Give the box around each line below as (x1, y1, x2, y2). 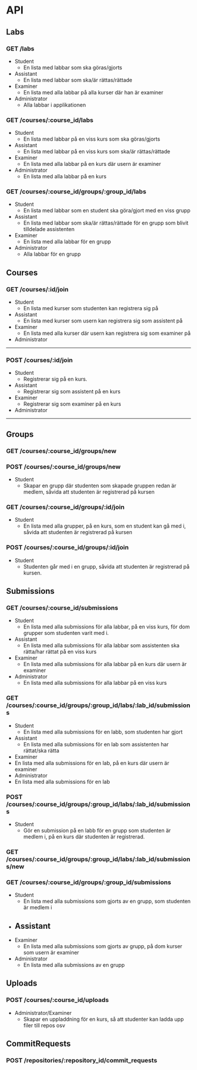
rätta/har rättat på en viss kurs (23, 648, 97, 655)
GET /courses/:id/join (6, 285, 69, 293)
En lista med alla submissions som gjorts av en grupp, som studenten (23, 898, 191, 905)
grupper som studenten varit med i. (23, 630, 109, 637)
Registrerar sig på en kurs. (23, 376, 87, 383)
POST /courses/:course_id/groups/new (6, 463, 121, 471)
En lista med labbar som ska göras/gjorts (23, 64, 123, 71)
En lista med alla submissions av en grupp (23, 961, 125, 968)
